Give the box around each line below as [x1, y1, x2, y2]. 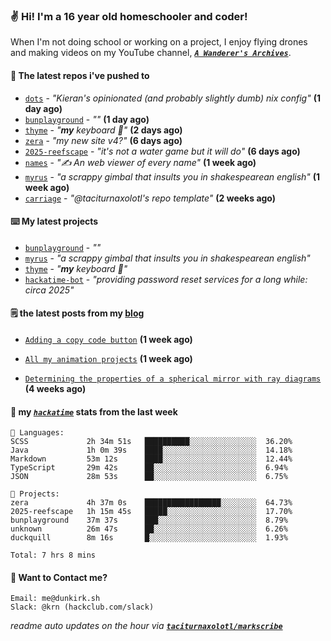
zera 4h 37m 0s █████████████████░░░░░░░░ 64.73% [10, 498, 293, 508]
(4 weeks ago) [24, 382, 87, 394]
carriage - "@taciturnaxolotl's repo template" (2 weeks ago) [24, 192, 277, 204]
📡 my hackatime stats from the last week [10, 405, 178, 418]
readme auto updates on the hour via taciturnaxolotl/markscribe [10, 620, 283, 632]
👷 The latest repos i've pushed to [10, 69, 150, 81]
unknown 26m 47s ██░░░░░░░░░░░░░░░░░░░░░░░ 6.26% [10, 524, 288, 534]
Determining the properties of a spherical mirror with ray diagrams [24, 374, 322, 384]
